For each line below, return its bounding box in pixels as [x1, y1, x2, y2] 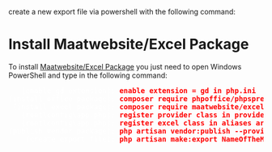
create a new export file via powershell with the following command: [8, 7, 236, 16]
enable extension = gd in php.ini [119, 86, 257, 95]
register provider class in [119, 110, 231, 120]
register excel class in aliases [119, 118, 253, 128]
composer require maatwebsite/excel [119, 102, 265, 112]
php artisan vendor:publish [119, 126, 231, 136]
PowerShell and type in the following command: [8, 70, 168, 80]
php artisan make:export [119, 134, 219, 144]
